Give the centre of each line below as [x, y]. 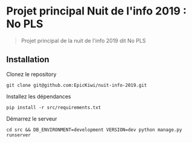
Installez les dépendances [39, 96]
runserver [19, 135]
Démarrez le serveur [32, 118]
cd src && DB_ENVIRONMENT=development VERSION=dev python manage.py [94, 130]
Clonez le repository [31, 74]
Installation [28, 59]
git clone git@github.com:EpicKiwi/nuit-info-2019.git [77, 85]
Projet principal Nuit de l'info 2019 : [97, 11]
